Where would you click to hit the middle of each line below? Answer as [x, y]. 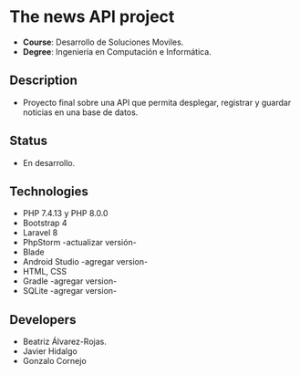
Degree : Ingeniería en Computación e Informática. [117, 51]
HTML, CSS [44, 272]
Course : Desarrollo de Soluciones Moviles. [103, 42]
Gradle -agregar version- [70, 281]
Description [43, 81]
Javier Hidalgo [50, 351]
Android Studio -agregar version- [85, 262]
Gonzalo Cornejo [54, 361]
